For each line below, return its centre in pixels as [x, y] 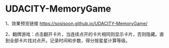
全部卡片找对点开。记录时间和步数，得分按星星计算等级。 [70, 40]
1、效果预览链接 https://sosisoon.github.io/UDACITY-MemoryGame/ [76, 23]
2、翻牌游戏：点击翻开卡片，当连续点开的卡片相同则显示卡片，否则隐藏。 [82, 34]
